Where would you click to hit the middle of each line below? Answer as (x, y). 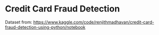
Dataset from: (19, 22)
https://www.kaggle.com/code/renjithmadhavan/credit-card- (94, 22)
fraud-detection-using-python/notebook (45, 27)
